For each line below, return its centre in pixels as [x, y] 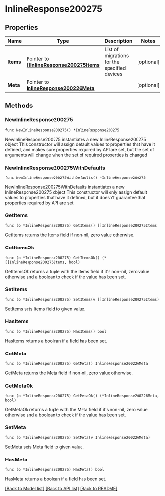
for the [112, 62]
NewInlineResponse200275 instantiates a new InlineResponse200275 [76, 139]
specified [115, 68]
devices [113, 74]
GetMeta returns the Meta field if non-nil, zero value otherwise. [69, 373]
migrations [117, 55]
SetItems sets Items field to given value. [45, 309]
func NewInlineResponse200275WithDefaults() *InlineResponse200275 [76, 178]
